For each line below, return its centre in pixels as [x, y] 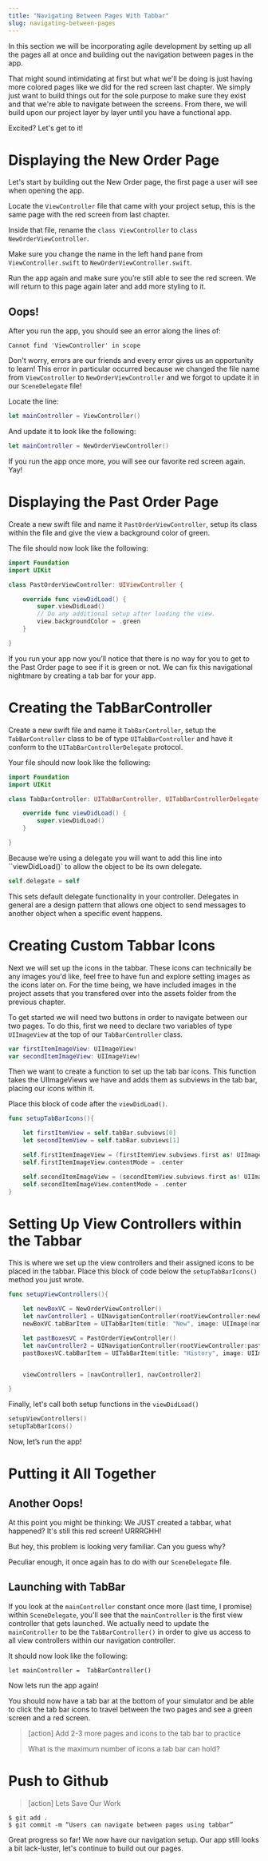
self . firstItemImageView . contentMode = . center [103, 1162]
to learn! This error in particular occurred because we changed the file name [134, 369]
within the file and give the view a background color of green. [109, 532]
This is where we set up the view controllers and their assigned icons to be [131, 1263]
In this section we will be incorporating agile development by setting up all [130, 46]
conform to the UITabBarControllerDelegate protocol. [96, 747]
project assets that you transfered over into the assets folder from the [122, 993]
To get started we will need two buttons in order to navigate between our [128, 1017]
